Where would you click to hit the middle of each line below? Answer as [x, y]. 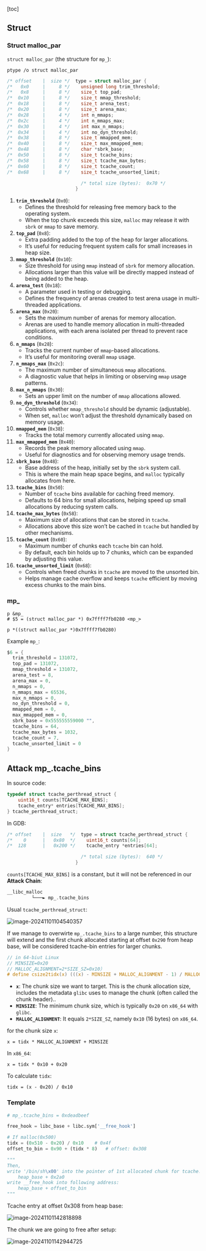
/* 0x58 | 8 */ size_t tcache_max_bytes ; [77, 161]
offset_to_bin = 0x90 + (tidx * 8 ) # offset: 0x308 [77, 1149]
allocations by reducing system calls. [72, 507]
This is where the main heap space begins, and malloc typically [105, 474]
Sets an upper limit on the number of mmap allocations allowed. [103, 396]
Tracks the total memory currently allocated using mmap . [94, 435]
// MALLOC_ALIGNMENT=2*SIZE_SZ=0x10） [56, 969]
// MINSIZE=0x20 [28, 963]
